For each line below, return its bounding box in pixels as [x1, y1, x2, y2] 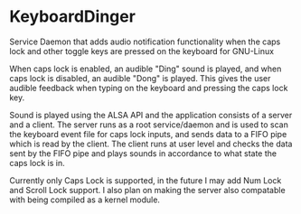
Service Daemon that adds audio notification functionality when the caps [9, 36, 281, 47]
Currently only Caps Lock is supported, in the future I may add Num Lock [9, 174, 282, 186]
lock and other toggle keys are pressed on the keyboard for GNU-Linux [9, 45, 274, 56]
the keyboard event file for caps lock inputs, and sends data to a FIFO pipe [9, 128, 287, 139]
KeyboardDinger [9, 6, 136, 27]
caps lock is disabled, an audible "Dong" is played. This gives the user [9, 72, 271, 83]
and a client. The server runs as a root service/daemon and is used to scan [9, 119, 289, 130]
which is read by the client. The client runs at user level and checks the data [9, 138, 293, 149]
